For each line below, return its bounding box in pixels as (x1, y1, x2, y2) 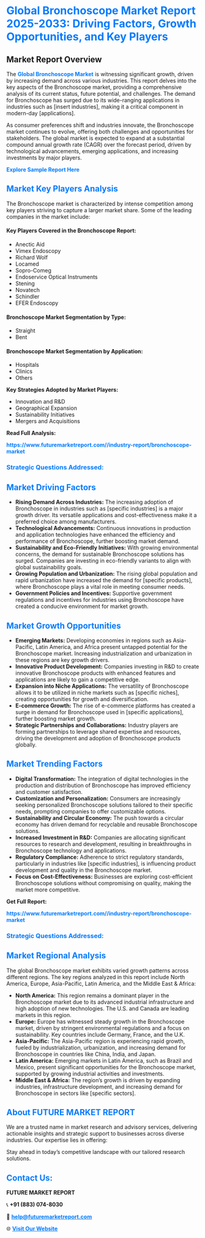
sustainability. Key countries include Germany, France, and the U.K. (15, 1031, 185, 1038)
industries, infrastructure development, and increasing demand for (15, 1083, 184, 1090)
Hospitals (15, 361, 40, 369)
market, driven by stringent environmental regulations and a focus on (15, 1024, 190, 1031)
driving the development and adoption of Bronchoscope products (15, 734, 181, 742)
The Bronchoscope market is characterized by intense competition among (6, 200, 194, 207)
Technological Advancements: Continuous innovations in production (15, 525, 191, 532)
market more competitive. (15, 886, 81, 893)
